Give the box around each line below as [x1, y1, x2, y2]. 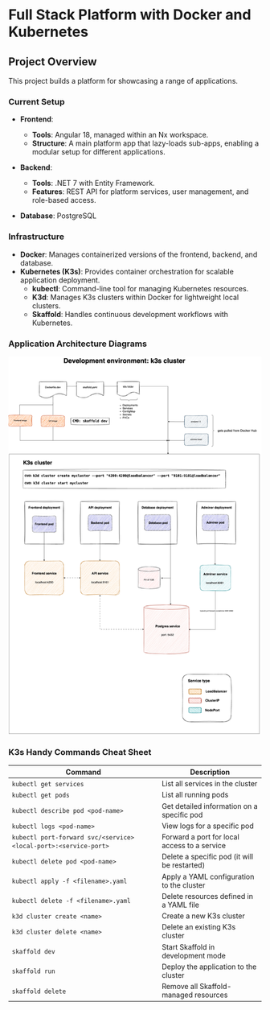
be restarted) [162, 860, 206, 870]
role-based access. [31, 196, 96, 205]
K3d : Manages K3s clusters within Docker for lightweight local [31, 292, 239, 302]
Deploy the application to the [162, 962, 257, 971]
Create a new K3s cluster [162, 911, 245, 921]
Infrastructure [8, 231, 65, 242]
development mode [162, 950, 227, 960]
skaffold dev [11, 948, 55, 956]
